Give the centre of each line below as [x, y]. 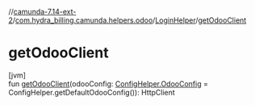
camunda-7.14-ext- [45, 12]
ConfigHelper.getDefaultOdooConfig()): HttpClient [92, 92]
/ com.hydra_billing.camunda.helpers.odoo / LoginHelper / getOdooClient [130, 20]
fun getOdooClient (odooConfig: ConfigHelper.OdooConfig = [108, 83]
